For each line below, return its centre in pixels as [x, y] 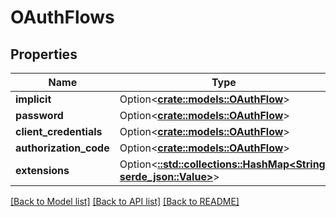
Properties [44, 54]
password [39, 115]
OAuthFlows [62, 17]
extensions [42, 170]
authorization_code [62, 148]
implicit [33, 99]
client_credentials [59, 131]
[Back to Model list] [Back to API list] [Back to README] [125, 201]
